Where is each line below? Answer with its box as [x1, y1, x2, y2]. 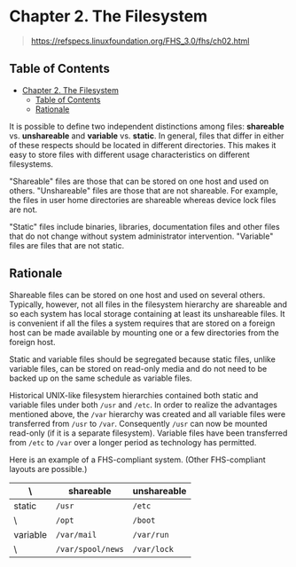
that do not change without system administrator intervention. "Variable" [9, 231, 274, 241]
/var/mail [55, 530, 97, 539]
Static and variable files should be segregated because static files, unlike [9, 353, 277, 365]
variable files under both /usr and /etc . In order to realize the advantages [9, 399, 277, 410]
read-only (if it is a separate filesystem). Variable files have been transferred [9, 428, 288, 438]
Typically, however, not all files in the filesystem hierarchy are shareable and [9, 299, 288, 310]
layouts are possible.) [9, 463, 88, 474]
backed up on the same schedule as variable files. [9, 373, 192, 383]
